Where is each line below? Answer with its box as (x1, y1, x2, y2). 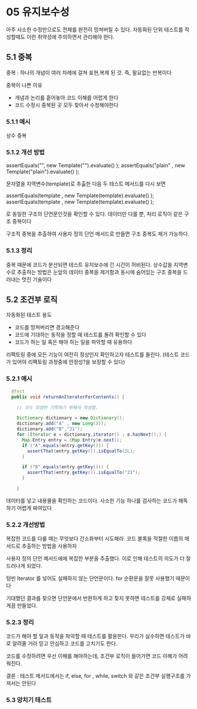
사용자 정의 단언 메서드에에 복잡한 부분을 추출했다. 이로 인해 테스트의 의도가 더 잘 (6, 555, 191, 562)
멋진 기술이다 (21, 276, 52, 283)
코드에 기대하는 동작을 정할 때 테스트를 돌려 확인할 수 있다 (14, 331, 147, 339)
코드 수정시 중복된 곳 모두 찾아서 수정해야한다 (14, 101, 119, 108)
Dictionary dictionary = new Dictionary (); (16, 415, 125, 421)
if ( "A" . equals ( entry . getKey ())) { (21, 442, 109, 448)
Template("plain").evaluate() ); (6, 168, 79, 175)
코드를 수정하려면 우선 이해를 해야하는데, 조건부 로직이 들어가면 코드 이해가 (6, 652, 178, 660)
